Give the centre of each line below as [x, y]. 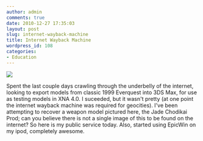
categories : [21, 52]
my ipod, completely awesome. [45, 131]
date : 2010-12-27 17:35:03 [41, 23]
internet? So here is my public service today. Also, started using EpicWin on [101, 125]
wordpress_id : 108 [30, 46]
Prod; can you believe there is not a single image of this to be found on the [100, 118]
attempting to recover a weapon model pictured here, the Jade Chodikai [97, 112]
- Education [21, 57]
